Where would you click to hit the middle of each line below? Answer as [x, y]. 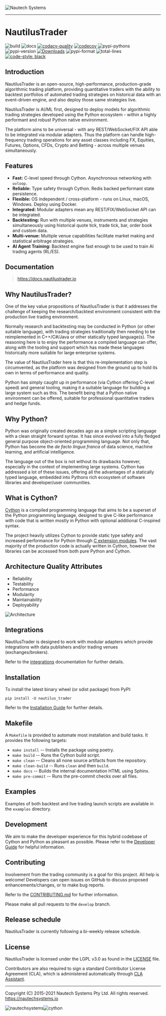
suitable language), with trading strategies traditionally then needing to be [80, 332]
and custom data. [30, 231]
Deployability [26, 605]
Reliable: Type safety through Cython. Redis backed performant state [83, 188]
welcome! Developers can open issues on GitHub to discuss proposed [77, 879]
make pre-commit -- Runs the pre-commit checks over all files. [75, 776]
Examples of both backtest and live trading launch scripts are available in [80, 803]
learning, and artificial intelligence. [40, 452]
